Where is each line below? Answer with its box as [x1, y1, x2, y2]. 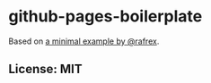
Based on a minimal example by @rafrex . [8, 36, 160, 46]
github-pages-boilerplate [8, 6, 203, 27]
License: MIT [8, 62, 83, 77]
